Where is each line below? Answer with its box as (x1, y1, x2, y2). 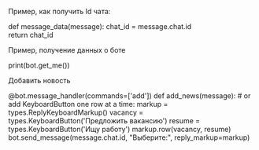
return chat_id (8, 31, 54, 39)
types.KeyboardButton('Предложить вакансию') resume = (8, 116, 201, 125)
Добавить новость (8, 76, 71, 85)
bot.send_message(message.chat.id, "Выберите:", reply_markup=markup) (8, 133, 250, 142)
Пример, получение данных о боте (8, 46, 126, 54)
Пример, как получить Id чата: (8, 7, 111, 16)
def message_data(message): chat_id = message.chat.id (8, 22, 192, 31)
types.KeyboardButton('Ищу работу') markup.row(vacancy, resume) (8, 125, 231, 134)
